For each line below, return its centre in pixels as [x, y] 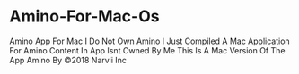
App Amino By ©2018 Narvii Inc [68, 60]
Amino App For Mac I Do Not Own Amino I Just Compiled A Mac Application [149, 41]
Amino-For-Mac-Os [84, 16]
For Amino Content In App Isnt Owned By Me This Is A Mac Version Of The [147, 50]
